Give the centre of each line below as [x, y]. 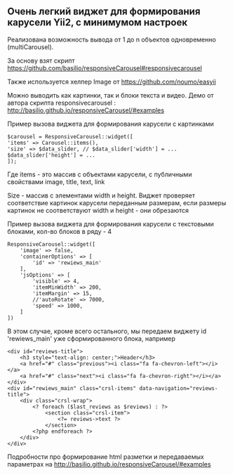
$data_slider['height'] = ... [52, 155]
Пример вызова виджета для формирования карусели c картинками [111, 124]
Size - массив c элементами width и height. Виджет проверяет [101, 195]
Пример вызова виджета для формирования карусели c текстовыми [111, 223]
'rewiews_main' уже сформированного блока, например [91, 338]
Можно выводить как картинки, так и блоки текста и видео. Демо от [111, 95]
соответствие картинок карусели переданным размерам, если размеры [117, 202]
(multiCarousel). [31, 47]
